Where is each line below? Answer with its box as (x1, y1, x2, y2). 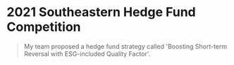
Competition (6, 19, 82, 35)
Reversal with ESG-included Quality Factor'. (23, 50, 151, 58)
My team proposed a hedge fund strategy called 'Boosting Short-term (23, 42, 227, 50)
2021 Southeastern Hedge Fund (6, 4, 197, 20)
